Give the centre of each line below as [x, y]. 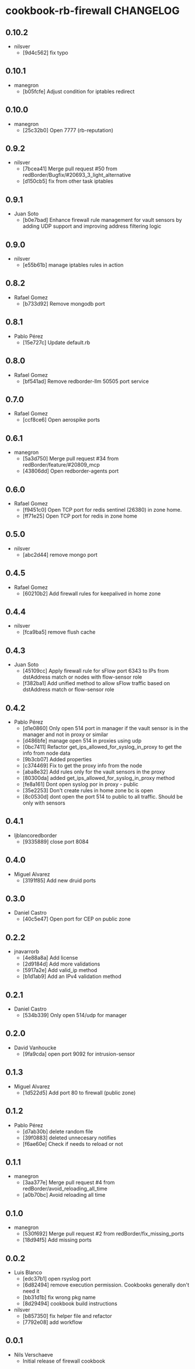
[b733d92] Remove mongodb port [64, 303]
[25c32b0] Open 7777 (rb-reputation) [68, 130]
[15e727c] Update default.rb [56, 342]
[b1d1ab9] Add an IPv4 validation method [72, 977]
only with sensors [44, 803]
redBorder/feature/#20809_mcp [61, 465]
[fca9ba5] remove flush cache [59, 632]
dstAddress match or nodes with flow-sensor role [82, 677]
